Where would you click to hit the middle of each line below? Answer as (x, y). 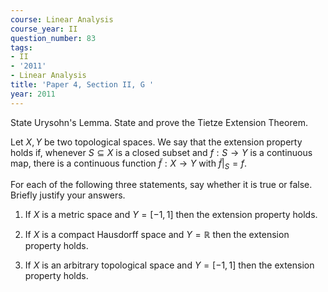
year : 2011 (33, 94)
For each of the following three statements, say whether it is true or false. (161, 185)
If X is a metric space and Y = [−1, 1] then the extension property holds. (171, 215)
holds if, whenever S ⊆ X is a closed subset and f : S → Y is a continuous (161, 152)
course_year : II (44, 29)
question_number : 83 (53, 38)
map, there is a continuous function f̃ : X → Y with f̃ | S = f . (129, 164)
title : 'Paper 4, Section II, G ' (82, 85)
